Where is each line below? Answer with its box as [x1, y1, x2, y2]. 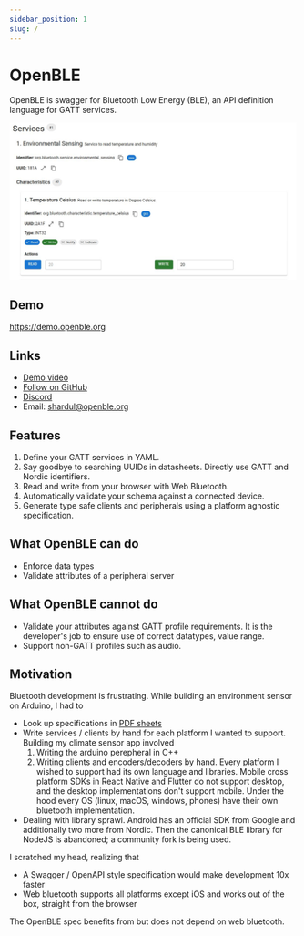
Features [9, 427, 61, 443]
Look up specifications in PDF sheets [22, 718, 162, 729]
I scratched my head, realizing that [9, 852, 139, 863]
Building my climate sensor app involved [22, 737, 175, 748]
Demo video [22, 372, 69, 383]
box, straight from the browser [22, 899, 137, 910]
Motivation [9, 666, 73, 683]
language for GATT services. [9, 105, 117, 116]
